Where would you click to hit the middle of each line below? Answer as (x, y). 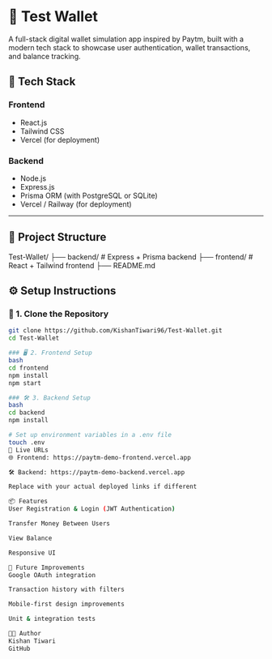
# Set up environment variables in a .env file (90, 435)
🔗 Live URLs (28, 450)
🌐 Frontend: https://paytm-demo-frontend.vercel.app (100, 457)
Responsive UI (32, 553)
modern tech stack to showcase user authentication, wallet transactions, (130, 47)
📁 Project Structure (57, 237)
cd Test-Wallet (34, 338)
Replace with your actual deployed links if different (103, 487)
